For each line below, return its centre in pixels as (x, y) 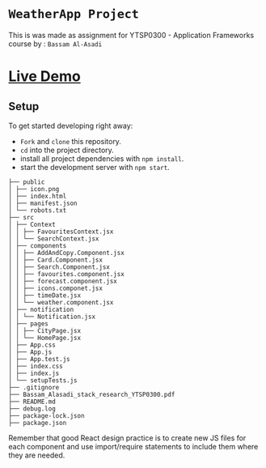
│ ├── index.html (38, 196)
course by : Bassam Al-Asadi (55, 44)
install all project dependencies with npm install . (102, 158)
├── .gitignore (34, 387)
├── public (27, 182)
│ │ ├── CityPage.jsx (45, 330)
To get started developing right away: (71, 126)
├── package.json (38, 423)
